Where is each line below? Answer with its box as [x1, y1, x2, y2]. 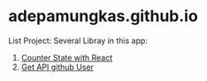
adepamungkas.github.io [8, 6, 198, 26]
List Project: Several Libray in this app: [8, 35, 148, 46]
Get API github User [20, 62, 95, 72]
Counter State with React [20, 52, 113, 63]
